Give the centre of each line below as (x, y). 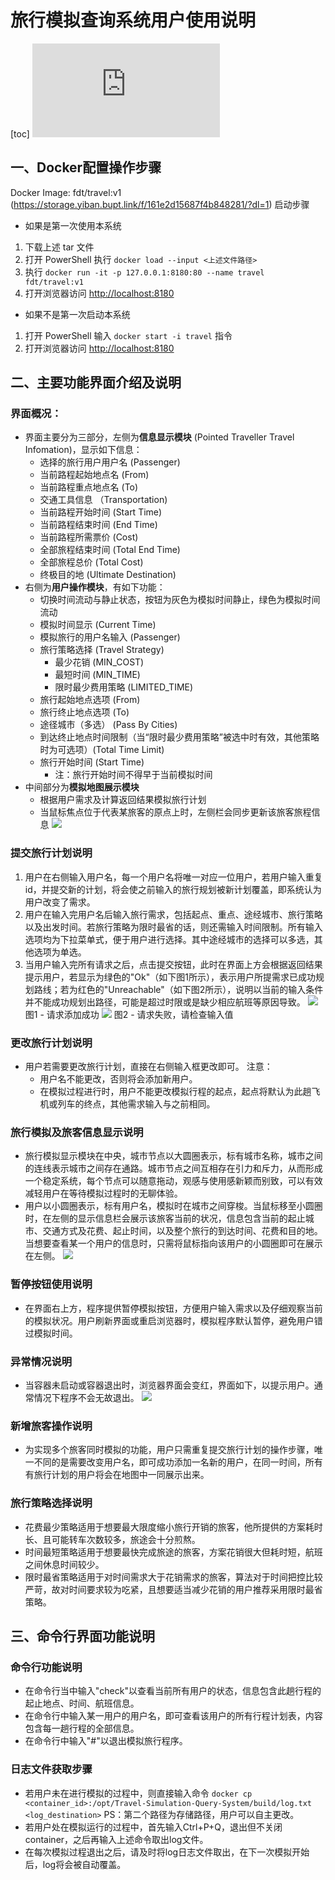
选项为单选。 (60, 952)
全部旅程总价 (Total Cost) (91, 562)
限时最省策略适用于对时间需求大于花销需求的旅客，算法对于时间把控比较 (173, 1577)
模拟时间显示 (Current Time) (98, 625)
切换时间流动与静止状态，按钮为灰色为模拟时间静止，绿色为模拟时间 (180, 600)
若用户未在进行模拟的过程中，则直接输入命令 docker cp (138, 1793)
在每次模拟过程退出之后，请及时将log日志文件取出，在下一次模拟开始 (167, 1852)
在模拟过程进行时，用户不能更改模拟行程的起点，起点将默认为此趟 (175, 1092)
